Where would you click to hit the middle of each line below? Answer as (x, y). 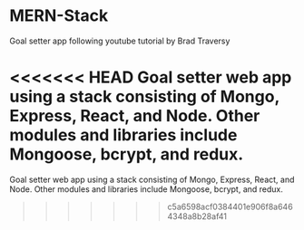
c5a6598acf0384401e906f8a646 (230, 206)
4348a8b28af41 (197, 216)
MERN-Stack (59, 16)
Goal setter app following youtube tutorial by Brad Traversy (120, 41)
